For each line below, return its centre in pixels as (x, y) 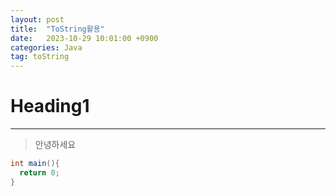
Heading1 (50, 106)
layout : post (37, 19)
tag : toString (40, 57)
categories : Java (46, 47)
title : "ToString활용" (57, 29)
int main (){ (35, 164)
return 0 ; (39, 172)
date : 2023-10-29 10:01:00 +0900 (84, 38)
